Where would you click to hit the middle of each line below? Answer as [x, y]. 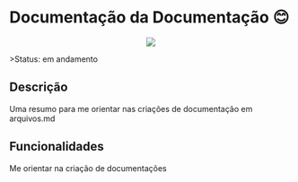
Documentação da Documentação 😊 [149, 17]
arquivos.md [32, 118]
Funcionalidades [57, 147]
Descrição [39, 87]
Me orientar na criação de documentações [88, 168]
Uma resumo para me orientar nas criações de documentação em [131, 108]
